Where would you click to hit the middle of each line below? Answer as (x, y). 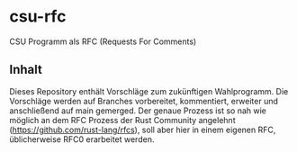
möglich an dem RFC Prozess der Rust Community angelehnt (122, 120)
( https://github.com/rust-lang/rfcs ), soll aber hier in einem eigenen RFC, (143, 130)
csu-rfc (38, 17)
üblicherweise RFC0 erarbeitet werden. (82, 139)
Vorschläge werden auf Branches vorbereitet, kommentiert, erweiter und (144, 101)
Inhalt (26, 70)
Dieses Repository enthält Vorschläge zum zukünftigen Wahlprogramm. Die (149, 91)
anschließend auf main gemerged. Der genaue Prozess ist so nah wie (138, 111)
